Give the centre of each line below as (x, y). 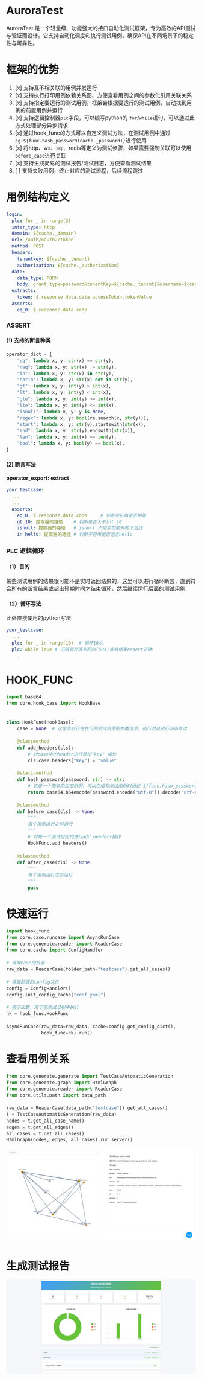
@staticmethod (35, 773)
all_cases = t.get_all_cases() (45, 1133)
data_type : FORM (38, 278)
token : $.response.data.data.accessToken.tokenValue (84, 297)
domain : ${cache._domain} (44, 234)
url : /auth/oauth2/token (43, 240)
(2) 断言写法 (21, 464)
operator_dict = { (29, 354)
